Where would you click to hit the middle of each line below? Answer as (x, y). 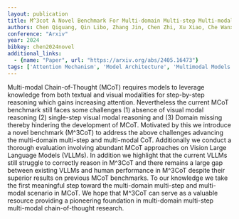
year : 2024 (23, 41)
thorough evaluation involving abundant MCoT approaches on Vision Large (117, 147)
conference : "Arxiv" (38, 34)
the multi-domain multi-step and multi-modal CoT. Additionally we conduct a (119, 140)
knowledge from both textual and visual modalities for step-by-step (106, 95)
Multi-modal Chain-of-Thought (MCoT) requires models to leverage (106, 87)
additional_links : (34, 54)
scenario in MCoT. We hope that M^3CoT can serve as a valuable (123, 193)
